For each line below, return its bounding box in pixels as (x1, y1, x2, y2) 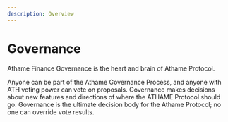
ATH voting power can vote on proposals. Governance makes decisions (7, 85, 215, 94)
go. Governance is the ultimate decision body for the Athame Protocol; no (7, 100, 221, 109)
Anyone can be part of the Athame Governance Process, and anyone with (7, 78, 222, 86)
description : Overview (7, 10, 74, 18)
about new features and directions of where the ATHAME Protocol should (7, 92, 221, 101)
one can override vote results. (7, 107, 95, 116)
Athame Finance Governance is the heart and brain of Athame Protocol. (7, 64, 215, 73)
